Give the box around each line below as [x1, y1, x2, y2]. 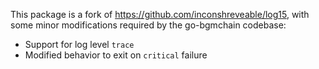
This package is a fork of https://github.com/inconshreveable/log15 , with [10, 9, 310, 20]
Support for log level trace [24, 39, 135, 50]
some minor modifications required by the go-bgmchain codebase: [10, 19, 287, 31]
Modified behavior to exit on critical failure [24, 49, 208, 61]
